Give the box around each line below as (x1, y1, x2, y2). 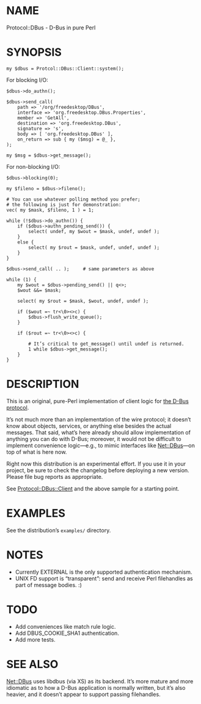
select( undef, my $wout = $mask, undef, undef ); (28, 228, 160, 234)
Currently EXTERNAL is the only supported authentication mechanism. (15, 568, 192, 576)
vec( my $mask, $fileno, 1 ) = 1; (6, 207, 95, 213)
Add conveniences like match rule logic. (15, 623, 116, 630)
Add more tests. (15, 635, 56, 643)
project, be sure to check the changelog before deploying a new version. (6, 466, 189, 474)
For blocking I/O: (6, 76, 49, 83)
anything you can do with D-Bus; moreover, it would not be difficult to (6, 435, 181, 442)
